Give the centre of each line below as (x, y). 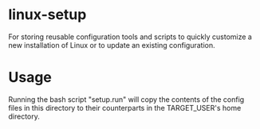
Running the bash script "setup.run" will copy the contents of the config (126, 99)
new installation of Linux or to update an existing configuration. (112, 45)
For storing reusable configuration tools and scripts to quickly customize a (130, 37)
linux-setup (47, 15)
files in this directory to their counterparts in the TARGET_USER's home (125, 107)
